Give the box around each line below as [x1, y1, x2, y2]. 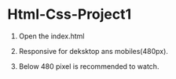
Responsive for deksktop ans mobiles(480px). [18, 46, 168, 56]
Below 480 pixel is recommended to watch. [18, 61, 159, 71]
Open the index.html [18, 31, 85, 41]
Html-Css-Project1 [7, 5, 132, 23]
